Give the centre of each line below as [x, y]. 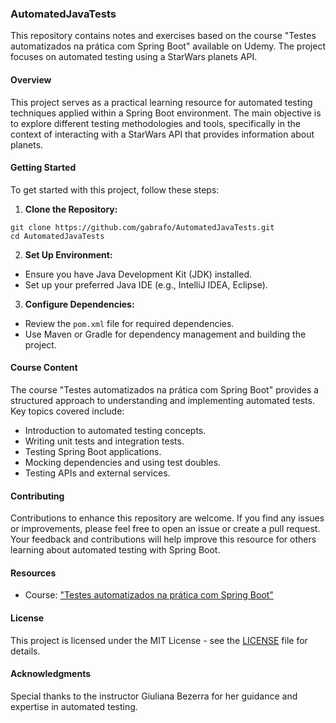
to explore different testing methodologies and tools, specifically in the [155, 123]
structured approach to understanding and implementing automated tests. [162, 400]
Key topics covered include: [67, 411]
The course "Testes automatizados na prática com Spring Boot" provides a [165, 389]
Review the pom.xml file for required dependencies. [129, 323]
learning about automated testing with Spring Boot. [115, 550]
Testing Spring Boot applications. [93, 451]
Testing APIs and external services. [97, 473]
